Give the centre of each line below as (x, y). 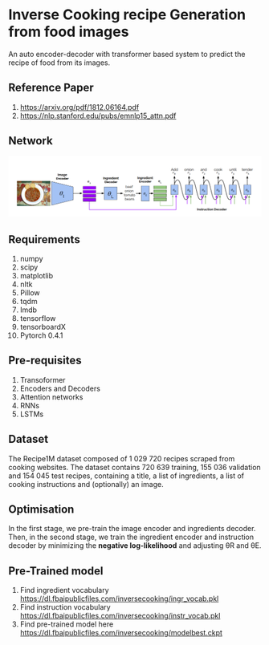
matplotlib (37, 275)
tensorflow (38, 318)
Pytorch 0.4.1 (41, 335)
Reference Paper (51, 88)
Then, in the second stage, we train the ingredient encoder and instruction (131, 537)
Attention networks (51, 397)
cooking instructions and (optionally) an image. (86, 484)
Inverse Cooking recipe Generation (127, 15)
